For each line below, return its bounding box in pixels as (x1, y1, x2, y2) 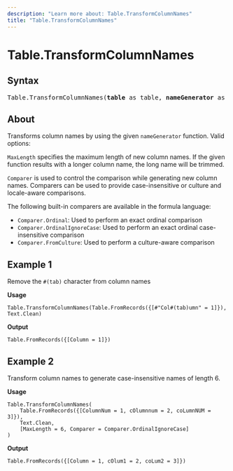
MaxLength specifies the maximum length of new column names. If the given (7, 153, 225, 161)
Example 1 (7, 259, 52, 271)
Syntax (7, 75, 39, 87)
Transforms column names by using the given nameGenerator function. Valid (7, 132, 225, 140)
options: (7, 139, 31, 148)
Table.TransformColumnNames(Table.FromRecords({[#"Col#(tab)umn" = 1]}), (7, 304, 227, 312)
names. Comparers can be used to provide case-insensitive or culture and (7, 182, 222, 190)
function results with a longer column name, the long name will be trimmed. (7, 161, 225, 169)
